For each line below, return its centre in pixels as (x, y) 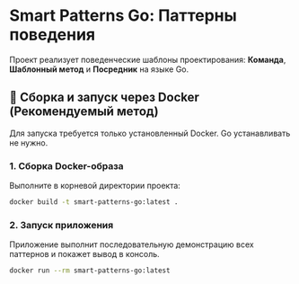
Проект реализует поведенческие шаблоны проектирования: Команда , (148, 59)
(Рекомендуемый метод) (84, 112)
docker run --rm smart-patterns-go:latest (90, 271)
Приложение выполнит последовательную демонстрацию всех (132, 244)
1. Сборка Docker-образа (66, 165)
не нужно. (29, 142)
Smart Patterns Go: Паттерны (123, 16)
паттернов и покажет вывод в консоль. (84, 254)
